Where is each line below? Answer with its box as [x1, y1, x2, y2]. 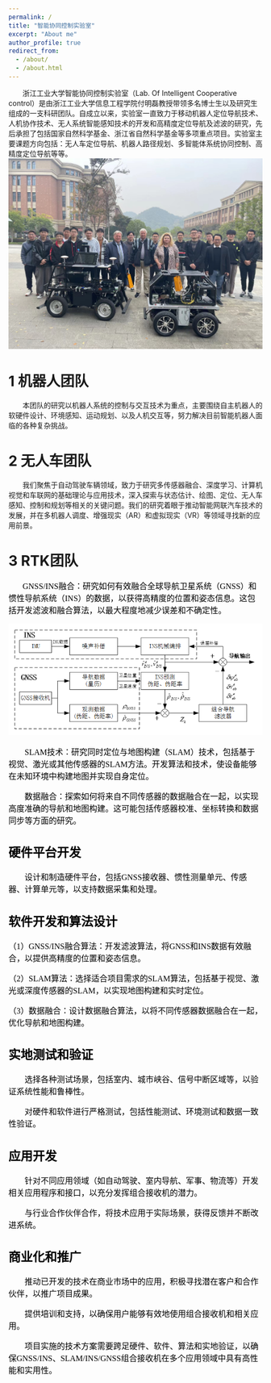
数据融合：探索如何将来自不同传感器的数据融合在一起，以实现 [24, 792, 260, 801]
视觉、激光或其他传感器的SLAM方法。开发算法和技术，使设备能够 [8, 759, 257, 769]
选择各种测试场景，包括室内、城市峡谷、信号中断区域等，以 [24, 1075, 252, 1084]
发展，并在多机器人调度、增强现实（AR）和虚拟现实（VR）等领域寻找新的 [8, 511, 254, 520]
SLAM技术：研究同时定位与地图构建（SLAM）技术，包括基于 [24, 747, 256, 757]
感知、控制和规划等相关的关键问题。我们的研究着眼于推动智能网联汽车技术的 [8, 500, 263, 510]
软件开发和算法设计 [8, 914, 118, 929]
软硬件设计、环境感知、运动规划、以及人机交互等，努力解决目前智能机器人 [8, 411, 256, 420]
